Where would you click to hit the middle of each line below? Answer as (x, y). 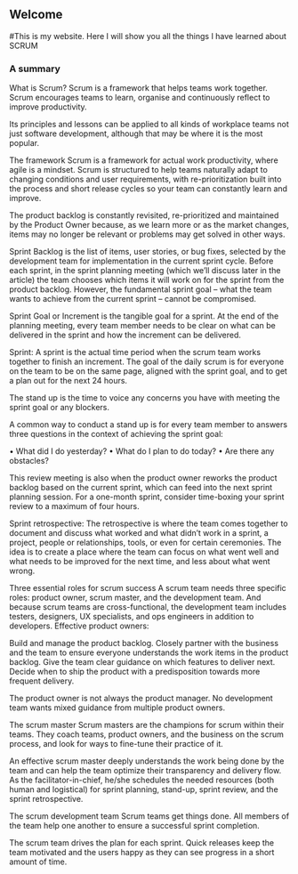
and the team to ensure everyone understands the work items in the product (149, 652)
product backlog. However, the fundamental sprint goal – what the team (141, 289)
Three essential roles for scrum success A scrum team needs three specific (148, 588)
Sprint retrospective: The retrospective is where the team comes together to (149, 523)
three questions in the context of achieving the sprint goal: (117, 434)
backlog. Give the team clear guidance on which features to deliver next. (142, 662)
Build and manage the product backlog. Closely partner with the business (144, 643)
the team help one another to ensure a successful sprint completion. (134, 826)
